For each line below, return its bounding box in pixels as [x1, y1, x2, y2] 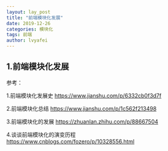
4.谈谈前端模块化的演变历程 [6, 131, 76, 138]
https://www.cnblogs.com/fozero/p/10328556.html [6, 138, 135, 145]
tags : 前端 [6, 32, 32, 38]
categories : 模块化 [6, 26, 53, 32]
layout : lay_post [6, 9, 51, 15]
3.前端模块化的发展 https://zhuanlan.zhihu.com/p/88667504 [6, 117, 158, 125]
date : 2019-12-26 [6, 20, 51, 26]
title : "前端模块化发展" [6, 15, 63, 21]
